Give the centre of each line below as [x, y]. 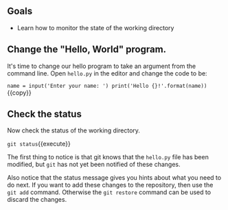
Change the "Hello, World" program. [87, 50]
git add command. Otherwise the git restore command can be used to [109, 192]
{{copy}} [20, 93]
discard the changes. [37, 200]
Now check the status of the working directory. [74, 130]
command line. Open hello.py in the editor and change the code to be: [107, 73]
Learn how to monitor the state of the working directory [95, 27]
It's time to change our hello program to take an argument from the [102, 66]
